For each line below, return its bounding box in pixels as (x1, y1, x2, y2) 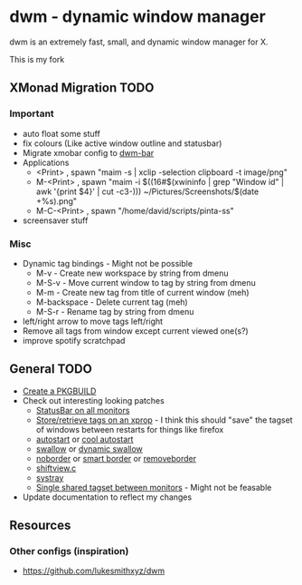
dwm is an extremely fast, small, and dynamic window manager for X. (9, 36, 269, 47)
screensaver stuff (22, 215, 89, 226)
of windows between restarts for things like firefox (35, 424, 224, 434)
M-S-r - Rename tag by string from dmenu (35, 306, 194, 317)
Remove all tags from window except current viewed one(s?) (22, 325, 249, 336)
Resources (9, 518, 71, 533)
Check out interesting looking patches (22, 395, 165, 405)
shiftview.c (35, 463, 77, 473)
